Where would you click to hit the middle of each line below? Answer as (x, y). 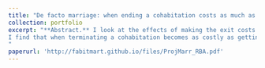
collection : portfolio (45, 23)
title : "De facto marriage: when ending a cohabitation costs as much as (132, 15)
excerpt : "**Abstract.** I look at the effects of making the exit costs (132, 30)
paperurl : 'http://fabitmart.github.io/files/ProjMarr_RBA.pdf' (116, 52)
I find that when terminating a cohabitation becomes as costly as (121, 37)
